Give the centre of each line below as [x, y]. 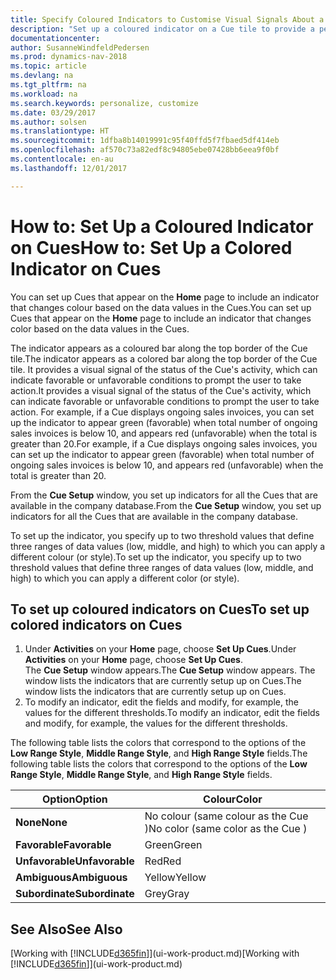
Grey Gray [167, 894]
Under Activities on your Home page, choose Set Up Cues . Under [160, 649]
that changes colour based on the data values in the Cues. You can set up [161, 307]
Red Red [163, 861]
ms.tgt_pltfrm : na [48, 85]
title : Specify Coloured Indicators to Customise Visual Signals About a [167, 19]
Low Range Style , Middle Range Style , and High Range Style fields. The [159, 753]
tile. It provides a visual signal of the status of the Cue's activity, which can [164, 369]
